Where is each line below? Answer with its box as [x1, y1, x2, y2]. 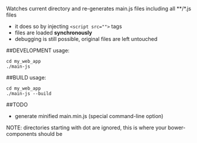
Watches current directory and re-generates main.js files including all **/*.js [6, 5, 192, 12]
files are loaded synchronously [14, 29, 93, 36]
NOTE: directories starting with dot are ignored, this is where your [6, 124, 167, 131]
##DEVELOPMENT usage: [6, 47, 70, 54]
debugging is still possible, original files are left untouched [14, 36, 158, 42]
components [6, 131, 37, 137]
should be [38, 131, 63, 137]
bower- [168, 124, 186, 131]
